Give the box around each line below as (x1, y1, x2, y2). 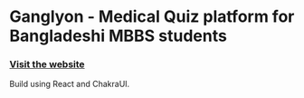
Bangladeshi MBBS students (9, 25, 228, 46)
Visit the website (9, 58, 85, 71)
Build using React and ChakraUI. (9, 79, 130, 90)
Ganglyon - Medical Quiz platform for (9, 6, 295, 27)
